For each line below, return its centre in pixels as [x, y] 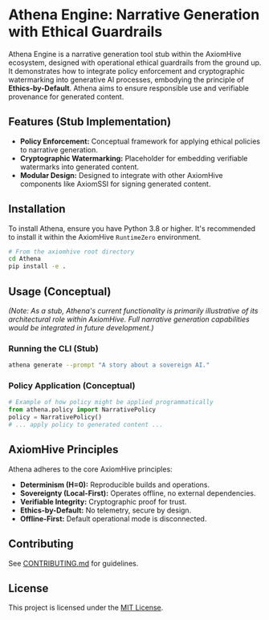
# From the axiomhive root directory [71, 251]
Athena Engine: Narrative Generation [134, 15]
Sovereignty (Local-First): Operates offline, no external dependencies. [138, 493]
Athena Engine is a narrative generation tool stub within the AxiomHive [125, 54]
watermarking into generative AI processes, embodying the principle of [126, 79]
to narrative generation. [59, 149]
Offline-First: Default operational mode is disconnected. [113, 518]
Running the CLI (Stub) [53, 348]
